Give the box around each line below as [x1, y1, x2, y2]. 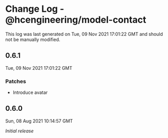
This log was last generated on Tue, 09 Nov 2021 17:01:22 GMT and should [5, 31, 163, 37]
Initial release [5, 128, 34, 134]
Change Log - [5, 3, 65, 15]
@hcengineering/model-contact [5, 14, 146, 26]
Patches [5, 77, 27, 85]
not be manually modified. [5, 36, 60, 43]
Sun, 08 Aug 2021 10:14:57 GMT [5, 117, 73, 124]
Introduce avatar [12, 89, 48, 95]
